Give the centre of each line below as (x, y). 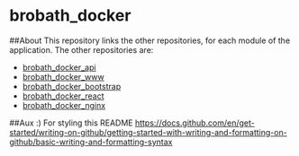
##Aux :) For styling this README (71, 123)
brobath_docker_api (59, 67)
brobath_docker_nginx (64, 105)
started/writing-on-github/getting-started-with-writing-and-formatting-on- (149, 132)
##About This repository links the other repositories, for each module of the (150, 40)
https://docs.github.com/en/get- (195, 123)
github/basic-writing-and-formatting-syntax (91, 142)
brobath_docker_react (63, 96)
